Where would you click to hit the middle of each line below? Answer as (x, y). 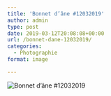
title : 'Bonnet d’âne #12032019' (56, 14)
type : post (23, 27)
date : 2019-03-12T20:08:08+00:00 (56, 33)
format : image (28, 60)
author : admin (28, 20)
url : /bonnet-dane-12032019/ (50, 40)
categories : (24, 46)
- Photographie (36, 53)
